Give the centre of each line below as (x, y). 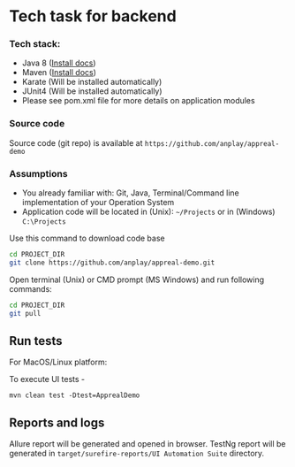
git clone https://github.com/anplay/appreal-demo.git (112, 263)
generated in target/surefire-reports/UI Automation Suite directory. (137, 454)
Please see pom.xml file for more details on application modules (138, 101)
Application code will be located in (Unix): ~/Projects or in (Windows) (148, 212)
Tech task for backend (93, 16)
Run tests (36, 341)
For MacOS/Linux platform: (58, 362)
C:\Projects (44, 222)
